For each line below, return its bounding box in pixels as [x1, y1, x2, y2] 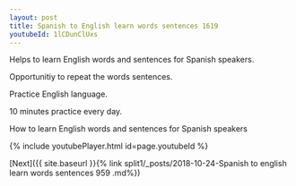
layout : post [9, 13, 58, 22]
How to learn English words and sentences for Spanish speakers [9, 123, 248, 134]
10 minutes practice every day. [9, 106, 123, 117]
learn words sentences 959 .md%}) [9, 167, 141, 179]
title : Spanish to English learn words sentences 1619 [9, 21, 219, 30]
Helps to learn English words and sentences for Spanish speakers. [9, 55, 255, 65]
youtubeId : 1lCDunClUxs [9, 30, 99, 38]
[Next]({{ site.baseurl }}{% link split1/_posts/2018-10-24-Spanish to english [9, 158, 287, 169]
